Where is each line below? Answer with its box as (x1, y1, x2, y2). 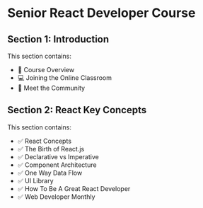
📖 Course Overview (17, 66, 75, 74)
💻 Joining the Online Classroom (17, 74, 112, 82)
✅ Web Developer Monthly (17, 192, 95, 201)
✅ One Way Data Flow (17, 168, 83, 177)
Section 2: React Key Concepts (7, 104, 147, 116)
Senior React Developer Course (7, 5, 196, 21)
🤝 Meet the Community (17, 83, 86, 92)
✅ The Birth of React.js (17, 144, 85, 153)
